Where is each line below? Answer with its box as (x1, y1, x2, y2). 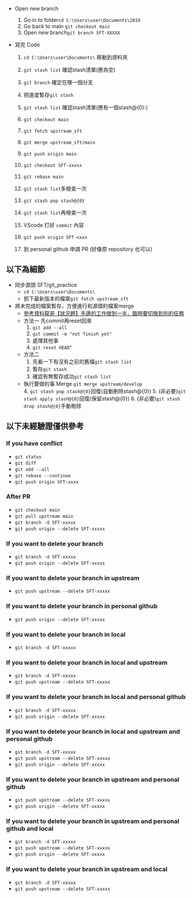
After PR (6, 492, 31, 501)
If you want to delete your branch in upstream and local (6, 865, 168, 873)
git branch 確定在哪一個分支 (23, 79, 93, 86)
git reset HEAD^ (32, 345, 73, 351)
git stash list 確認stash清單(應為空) (23, 66, 116, 73)
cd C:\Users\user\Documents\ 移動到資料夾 (23, 54, 128, 61)
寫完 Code (14, 41, 40, 48)
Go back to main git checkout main (23, 23, 110, 30)
